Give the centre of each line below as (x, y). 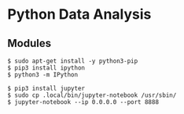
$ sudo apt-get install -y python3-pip (73, 61)
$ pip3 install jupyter (46, 88)
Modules (29, 43)
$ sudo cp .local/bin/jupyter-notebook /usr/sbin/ (92, 95)
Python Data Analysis (79, 14)
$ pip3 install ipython (46, 68)
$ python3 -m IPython (43, 75)
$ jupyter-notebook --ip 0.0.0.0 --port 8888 (83, 102)
